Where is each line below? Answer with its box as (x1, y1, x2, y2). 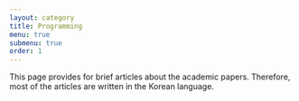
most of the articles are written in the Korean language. (9, 81, 215, 92)
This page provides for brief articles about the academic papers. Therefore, (9, 71, 291, 82)
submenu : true (9, 38, 63, 48)
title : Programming (9, 22, 83, 31)
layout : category (9, 13, 75, 23)
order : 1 (9, 47, 42, 56)
